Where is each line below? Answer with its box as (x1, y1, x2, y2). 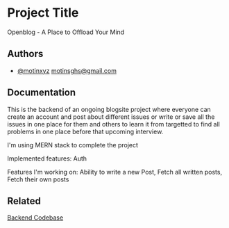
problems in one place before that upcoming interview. (7, 127, 164, 136)
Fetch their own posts (7, 175, 69, 184)
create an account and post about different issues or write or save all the (7, 113, 215, 121)
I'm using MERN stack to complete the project (7, 140, 139, 149)
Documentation (7, 87, 76, 99)
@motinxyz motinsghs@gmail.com (17, 66, 117, 74)
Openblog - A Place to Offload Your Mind (7, 28, 125, 36)
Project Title (7, 5, 79, 21)
